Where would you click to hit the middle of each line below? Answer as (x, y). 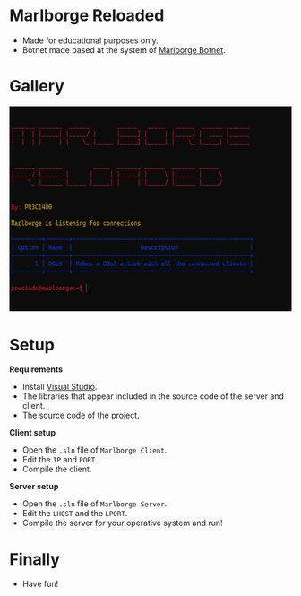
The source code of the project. (81, 415)
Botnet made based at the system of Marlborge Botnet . (124, 49)
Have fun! (40, 584)
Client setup (33, 433)
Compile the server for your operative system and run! (122, 523)
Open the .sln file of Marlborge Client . (95, 450)
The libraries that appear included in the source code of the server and (153, 396)
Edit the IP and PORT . (60, 460)
